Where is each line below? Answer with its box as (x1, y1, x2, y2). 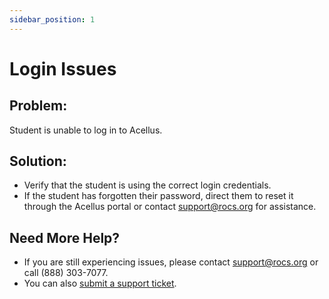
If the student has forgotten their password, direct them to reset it (23, 190, 294, 202)
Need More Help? (9, 229, 121, 246)
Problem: (9, 97, 68, 115)
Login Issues (9, 57, 117, 80)
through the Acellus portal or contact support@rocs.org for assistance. (23, 201, 317, 213)
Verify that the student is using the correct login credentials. (23, 179, 272, 191)
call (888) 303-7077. (23, 267, 109, 279)
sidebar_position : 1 (9, 14, 96, 25)
